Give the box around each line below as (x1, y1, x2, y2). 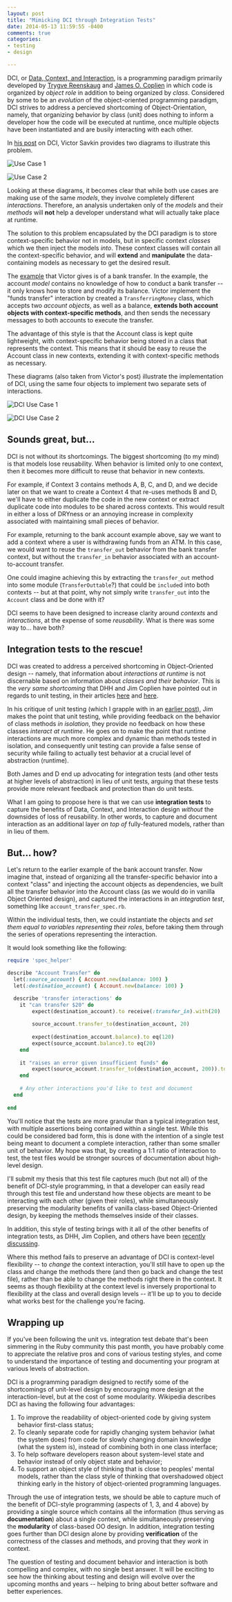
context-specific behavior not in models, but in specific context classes (7, 236, 211, 244)
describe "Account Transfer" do (7, 970, 100, 976)
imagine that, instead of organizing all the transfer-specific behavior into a (7, 873, 218, 881)
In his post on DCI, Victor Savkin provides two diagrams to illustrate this (7, 138, 211, 147)
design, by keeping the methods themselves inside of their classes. (7, 1211, 199, 1219)
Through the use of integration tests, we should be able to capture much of (7, 1493, 221, 1502)
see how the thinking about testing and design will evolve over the (7, 1572, 195, 1581)
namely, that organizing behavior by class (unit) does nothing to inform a (7, 110, 214, 118)
